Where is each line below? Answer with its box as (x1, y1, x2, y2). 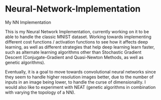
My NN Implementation (5, 19, 51, 25)
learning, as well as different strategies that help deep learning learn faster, (5, 44, 155, 50)
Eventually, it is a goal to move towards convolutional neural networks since (5, 69, 156, 74)
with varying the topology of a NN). (5, 89, 76, 95)
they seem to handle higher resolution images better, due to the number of (5, 74, 154, 80)
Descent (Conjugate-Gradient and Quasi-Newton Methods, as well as (5, 54, 144, 60)
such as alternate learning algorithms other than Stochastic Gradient (5, 49, 142, 55)
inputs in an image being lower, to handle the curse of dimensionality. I (5, 79, 146, 85)
